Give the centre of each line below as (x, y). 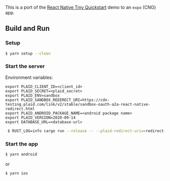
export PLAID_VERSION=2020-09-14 (40, 118)
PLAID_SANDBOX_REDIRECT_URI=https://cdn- (65, 100)
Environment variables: (29, 77)
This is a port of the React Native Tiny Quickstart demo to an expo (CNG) (81, 7)
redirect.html (20, 109)
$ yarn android (21, 154)
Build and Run (27, 29)
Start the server (25, 66)
